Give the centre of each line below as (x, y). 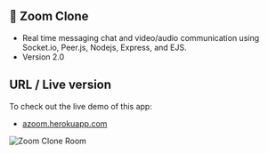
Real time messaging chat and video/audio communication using (141, 37)
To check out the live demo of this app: (81, 106)
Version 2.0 (43, 57)
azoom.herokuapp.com (65, 123)
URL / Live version (61, 85)
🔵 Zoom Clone (49, 16)
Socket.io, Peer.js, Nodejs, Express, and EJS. (104, 47)
